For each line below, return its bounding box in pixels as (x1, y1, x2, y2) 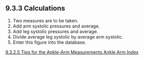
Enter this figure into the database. (12, 39, 86, 45)
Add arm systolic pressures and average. (12, 23, 100, 29)
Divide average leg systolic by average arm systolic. (12, 34, 123, 40)
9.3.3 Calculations (5, 4, 65, 13)
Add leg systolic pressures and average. (12, 28, 99, 35)
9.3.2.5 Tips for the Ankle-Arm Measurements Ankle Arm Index (5, 49, 139, 55)
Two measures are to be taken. (12, 17, 79, 23)
